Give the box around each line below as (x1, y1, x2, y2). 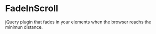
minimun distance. (5, 24, 43, 30)
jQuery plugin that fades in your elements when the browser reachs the (5, 19, 152, 25)
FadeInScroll (5, 3, 58, 14)
